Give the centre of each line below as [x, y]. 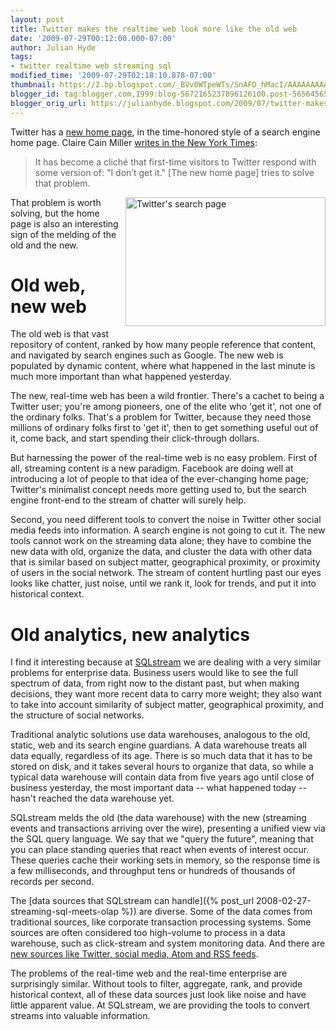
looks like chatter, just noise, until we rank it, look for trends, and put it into [163, 583]
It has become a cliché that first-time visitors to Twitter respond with [175, 162]
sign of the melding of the [63, 234]
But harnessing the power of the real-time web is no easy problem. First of [164, 458]
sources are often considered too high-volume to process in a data [148, 933]
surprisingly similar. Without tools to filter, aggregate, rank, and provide [156, 984]
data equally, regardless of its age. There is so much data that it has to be [161, 756]
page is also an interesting [64, 223]
